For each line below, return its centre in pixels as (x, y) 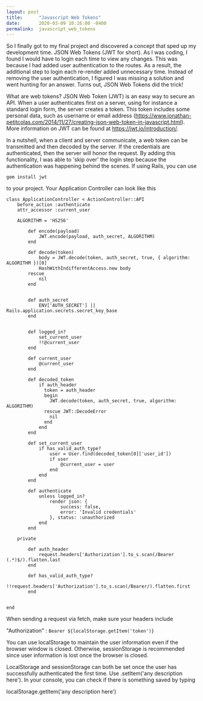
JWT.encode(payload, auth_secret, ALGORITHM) (97, 237)
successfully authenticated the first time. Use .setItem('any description (95, 674)
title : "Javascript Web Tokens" (54, 18)
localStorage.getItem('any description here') (61, 692)
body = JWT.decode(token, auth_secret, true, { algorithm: (114, 258)
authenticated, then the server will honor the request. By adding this (91, 153)
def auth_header (48, 550)
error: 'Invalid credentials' (98, 513)
